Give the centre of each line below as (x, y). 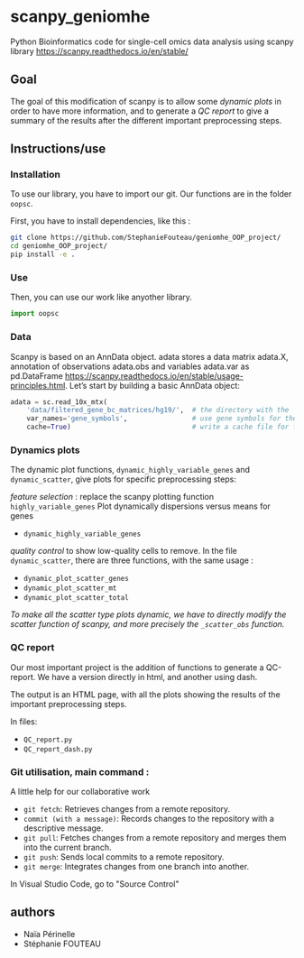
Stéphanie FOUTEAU (62, 944)
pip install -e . (43, 254)
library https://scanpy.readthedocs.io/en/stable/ (99, 51)
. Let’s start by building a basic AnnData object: (152, 385)
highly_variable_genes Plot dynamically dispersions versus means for (141, 506)
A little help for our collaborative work (80, 791)
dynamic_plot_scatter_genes (76, 579)
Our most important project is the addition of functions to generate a (137, 667)
